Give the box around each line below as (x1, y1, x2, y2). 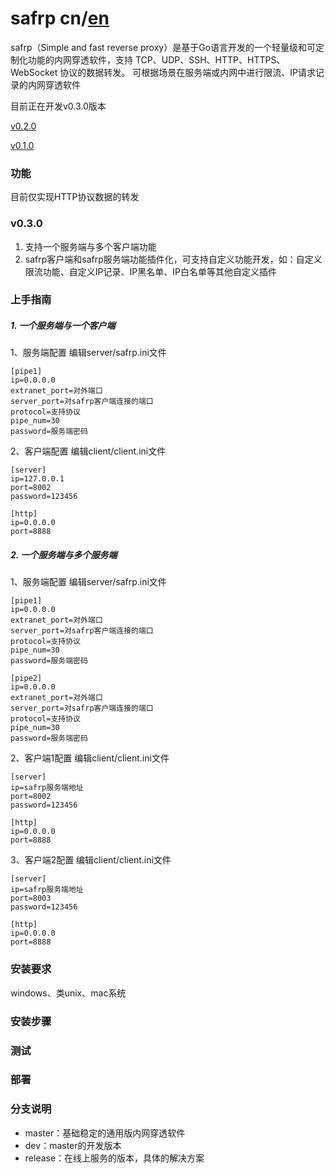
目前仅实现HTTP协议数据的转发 (10, 191, 140, 203)
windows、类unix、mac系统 (10, 987, 127, 999)
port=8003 (10, 893, 52, 904)
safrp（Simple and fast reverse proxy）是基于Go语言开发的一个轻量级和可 (10, 41, 317, 53)
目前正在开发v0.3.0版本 (10, 100, 107, 112)
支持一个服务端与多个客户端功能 (24, 240, 157, 252)
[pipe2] (10, 673, 43, 684)
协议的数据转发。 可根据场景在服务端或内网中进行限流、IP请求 (59, 66, 316, 78)
